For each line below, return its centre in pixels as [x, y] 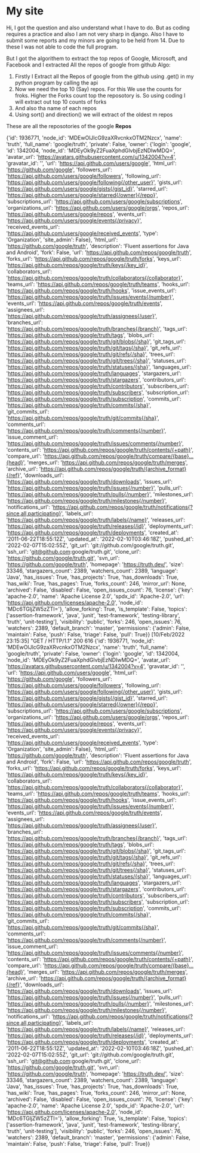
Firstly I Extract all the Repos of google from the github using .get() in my [104, 76]
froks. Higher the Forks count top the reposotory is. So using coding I [100, 95]
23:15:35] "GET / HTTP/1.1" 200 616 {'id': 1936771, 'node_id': [81, 641]
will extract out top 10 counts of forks [61, 102]
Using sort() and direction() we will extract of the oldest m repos [94, 114]
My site [25, 11]
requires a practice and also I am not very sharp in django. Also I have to [95, 34]
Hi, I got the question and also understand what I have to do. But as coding [98, 28]
